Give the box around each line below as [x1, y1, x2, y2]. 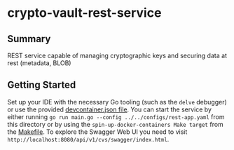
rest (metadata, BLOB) [7, 59, 71, 67]
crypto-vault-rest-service [7, 5, 162, 21]
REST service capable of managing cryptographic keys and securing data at [7, 51, 228, 60]
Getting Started [7, 79, 76, 91]
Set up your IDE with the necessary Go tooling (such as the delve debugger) [7, 97, 228, 106]
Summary [7, 33, 51, 45]
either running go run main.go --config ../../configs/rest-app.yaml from [7, 112, 225, 121]
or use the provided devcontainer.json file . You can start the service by [7, 105, 212, 114]
